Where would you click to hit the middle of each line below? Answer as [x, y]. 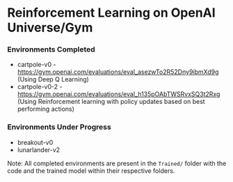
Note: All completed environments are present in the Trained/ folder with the [117, 163]
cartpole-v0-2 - [40, 87]
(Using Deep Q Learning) [53, 79]
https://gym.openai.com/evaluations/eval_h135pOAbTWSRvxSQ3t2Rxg [119, 94]
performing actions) [46, 109]
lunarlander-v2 [39, 150]
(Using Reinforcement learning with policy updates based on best [111, 102]
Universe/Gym [50, 28]
